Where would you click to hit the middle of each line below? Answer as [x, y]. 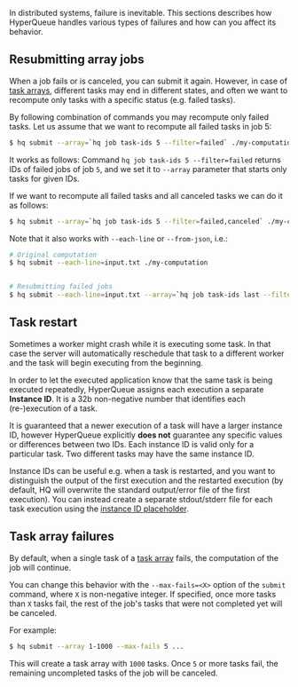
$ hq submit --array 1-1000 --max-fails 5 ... [97, 646]
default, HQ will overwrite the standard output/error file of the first [130, 490]
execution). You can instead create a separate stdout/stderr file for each [141, 499]
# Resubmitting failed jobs [61, 287]
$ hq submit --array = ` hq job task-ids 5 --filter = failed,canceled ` [137, 221]
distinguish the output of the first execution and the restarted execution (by [146, 480]
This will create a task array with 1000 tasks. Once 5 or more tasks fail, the [144, 663]
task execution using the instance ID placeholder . [99, 509]
